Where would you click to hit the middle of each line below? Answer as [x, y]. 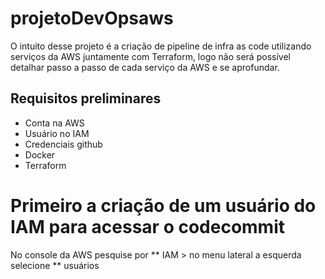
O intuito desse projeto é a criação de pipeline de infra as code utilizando [161, 46]
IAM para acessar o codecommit [148, 226]
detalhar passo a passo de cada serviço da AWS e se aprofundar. [145, 67]
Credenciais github [63, 144]
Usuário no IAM [57, 133]
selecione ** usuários [55, 265]
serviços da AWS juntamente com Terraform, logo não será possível [150, 56]
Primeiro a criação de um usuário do [163, 205]
